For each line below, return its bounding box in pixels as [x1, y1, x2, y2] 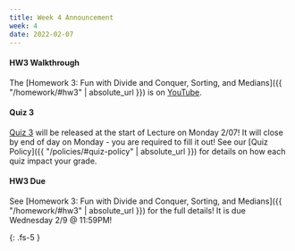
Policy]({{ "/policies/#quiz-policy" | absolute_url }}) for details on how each [9, 146, 286, 156]
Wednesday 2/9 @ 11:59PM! [9, 214, 113, 225]
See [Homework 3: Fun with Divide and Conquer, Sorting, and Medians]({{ [9, 196, 282, 206]
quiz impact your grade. [9, 155, 97, 166]
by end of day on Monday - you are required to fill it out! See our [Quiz [9, 136, 268, 147]
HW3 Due [9, 176, 46, 187]
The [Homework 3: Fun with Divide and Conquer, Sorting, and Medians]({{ [9, 77, 282, 88]
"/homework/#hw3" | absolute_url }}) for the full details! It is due [9, 205, 246, 215]
